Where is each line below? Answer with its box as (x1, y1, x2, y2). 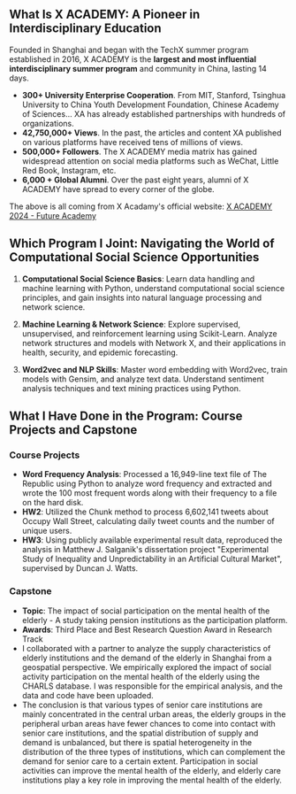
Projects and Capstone (9, 422, 138, 437)
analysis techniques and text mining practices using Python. (21, 382, 241, 393)
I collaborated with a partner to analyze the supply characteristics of (21, 643, 271, 653)
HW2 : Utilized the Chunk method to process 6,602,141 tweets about (21, 506, 269, 517)
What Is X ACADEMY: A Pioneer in (9, 7, 201, 22)
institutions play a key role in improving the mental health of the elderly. (21, 775, 283, 785)
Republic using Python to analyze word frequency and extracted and (21, 478, 272, 490)
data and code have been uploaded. (21, 690, 155, 700)
